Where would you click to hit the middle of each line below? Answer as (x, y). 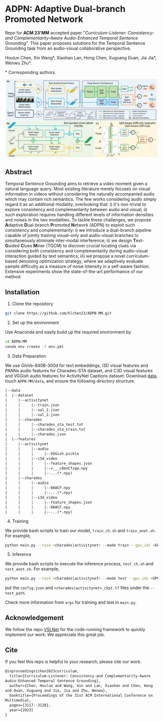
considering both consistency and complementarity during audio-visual (76, 251)
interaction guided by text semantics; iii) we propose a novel (65, 256)
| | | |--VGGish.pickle (42, 453)
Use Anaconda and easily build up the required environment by (68, 332)
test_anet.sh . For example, (32, 569)
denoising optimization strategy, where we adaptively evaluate (81, 261)
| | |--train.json (32, 405)
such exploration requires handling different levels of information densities (79, 215)
